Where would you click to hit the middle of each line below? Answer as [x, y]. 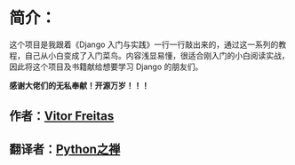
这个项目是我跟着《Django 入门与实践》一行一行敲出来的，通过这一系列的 [144, 44]
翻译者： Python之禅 [65, 149]
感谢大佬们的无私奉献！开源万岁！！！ [79, 85]
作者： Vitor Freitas [62, 116]
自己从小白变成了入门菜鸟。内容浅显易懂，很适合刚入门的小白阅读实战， [157, 55]
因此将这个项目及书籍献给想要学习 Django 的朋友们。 [106, 67]
